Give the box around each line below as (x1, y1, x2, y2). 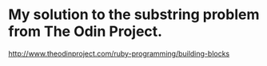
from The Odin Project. (8, 22, 162, 41)
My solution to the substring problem (8, 6, 260, 24)
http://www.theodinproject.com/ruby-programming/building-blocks (8, 49, 230, 58)
